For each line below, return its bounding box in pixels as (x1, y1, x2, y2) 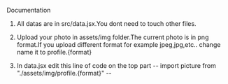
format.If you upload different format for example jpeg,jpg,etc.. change (16, 41, 221, 48)
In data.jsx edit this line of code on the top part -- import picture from (16, 62, 216, 69)
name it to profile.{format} (16, 48, 92, 56)
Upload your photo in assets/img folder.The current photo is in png (16, 33, 209, 41)
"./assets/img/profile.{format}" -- (16, 69, 113, 77)
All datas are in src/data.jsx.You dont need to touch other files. (16, 20, 197, 27)
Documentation (6, 6, 51, 14)
